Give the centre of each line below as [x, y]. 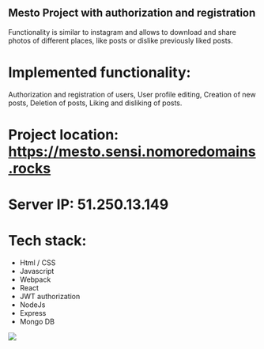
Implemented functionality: [100, 72]
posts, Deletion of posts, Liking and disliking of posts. [95, 103]
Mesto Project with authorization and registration [132, 13]
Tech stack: [47, 241]
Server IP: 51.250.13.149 [89, 205]
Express [33, 313]
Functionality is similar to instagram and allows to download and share [123, 32]
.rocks [30, 168]
